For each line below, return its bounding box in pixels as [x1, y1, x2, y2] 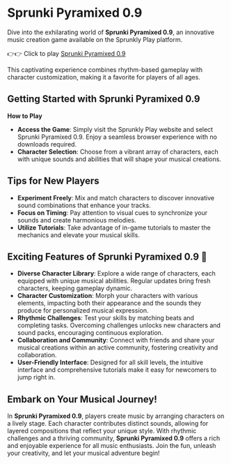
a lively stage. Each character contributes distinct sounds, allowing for [7, 419, 209, 428]
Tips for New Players [7, 175, 99, 187]
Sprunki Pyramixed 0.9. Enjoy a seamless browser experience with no [17, 133, 218, 141]
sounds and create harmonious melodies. [17, 216, 137, 224]
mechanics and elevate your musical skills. [17, 230, 141, 239]
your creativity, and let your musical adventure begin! [7, 449, 160, 458]
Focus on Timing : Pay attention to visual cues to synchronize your [17, 208, 207, 217]
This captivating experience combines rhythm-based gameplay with [7, 65, 203, 74]
